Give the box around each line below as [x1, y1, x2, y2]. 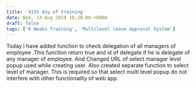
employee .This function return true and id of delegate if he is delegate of [6, 49, 191, 56]
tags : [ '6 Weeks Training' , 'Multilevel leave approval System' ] [6, 25, 175, 32]
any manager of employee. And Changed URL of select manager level [6, 55, 181, 63]
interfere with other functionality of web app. [6, 75, 119, 82]
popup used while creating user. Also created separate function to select [6, 62, 189, 69]
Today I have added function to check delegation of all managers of [6, 42, 177, 50]
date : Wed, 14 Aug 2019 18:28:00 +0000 [6, 15, 108, 21]
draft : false [6, 20, 40, 26]
